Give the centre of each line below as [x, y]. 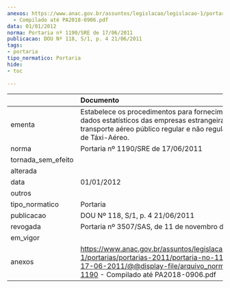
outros [21, 193]
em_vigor [25, 238]
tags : [15, 45]
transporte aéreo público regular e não [142, 129]
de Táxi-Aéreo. [105, 138]
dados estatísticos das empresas [133, 121]
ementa [23, 125]
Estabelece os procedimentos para [137, 112]
